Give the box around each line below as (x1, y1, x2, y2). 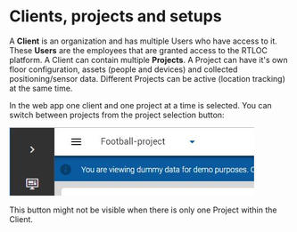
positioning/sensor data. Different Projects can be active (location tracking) (9, 73, 285, 84)
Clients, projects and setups (9, 6, 222, 27)
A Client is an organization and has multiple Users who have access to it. (9, 36, 278, 46)
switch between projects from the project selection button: (9, 109, 225, 120)
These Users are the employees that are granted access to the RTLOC (9, 44, 268, 55)
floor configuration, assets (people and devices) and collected (9, 64, 238, 75)
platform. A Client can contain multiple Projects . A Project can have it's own (9, 54, 288, 65)
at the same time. (9, 83, 73, 93)
